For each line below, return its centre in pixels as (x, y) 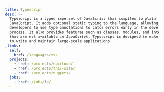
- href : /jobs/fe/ (32, 82)
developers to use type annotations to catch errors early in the (78, 28)
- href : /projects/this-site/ (45, 69)
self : (15, 50)
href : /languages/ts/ (36, 55)
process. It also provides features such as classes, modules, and (80, 32)
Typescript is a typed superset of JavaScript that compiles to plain (83, 18)
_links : (13, 46)
